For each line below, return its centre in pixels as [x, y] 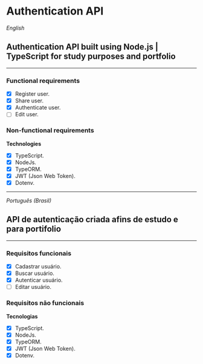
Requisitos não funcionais [45, 303]
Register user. [32, 94]
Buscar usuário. [34, 273]
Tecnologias [22, 316]
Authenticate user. [38, 108]
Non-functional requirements [50, 130]
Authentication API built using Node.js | [82, 47]
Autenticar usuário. [39, 280]
